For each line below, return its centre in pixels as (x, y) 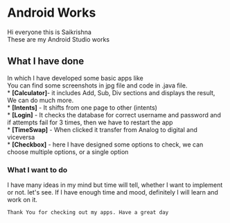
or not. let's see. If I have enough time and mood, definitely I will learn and (113, 192)
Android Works (52, 13)
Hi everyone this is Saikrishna (50, 32)
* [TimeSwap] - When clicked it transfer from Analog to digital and (102, 129)
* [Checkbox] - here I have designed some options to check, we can (105, 144)
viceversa (21, 137)
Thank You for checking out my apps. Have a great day (88, 213)
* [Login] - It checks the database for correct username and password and (114, 115)
